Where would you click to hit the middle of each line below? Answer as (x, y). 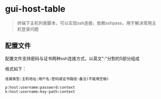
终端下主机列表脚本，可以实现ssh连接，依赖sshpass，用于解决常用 (84, 23)
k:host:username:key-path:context (40, 91)
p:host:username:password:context (40, 87)
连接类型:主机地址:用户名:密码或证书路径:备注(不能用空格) (57, 79)
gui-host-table (35, 9)
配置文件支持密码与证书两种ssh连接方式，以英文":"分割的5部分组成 (72, 58)
